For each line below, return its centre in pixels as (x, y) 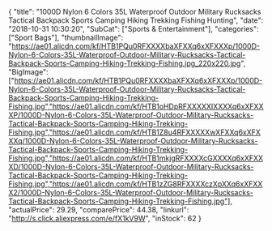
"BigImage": (28, 72)
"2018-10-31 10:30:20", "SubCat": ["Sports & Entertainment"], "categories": (134, 29)
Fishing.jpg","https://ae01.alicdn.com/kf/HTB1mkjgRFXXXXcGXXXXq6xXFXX (136, 158)
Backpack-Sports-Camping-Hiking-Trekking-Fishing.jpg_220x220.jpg (125, 63)
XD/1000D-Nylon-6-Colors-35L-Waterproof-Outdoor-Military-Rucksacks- (131, 167)
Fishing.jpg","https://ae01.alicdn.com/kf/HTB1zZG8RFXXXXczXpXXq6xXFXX (136, 184)
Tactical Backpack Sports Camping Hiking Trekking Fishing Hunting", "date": (136, 20)
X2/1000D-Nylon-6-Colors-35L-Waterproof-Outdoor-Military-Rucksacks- (131, 192)
